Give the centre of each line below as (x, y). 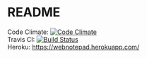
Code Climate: (28, 32)
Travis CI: (21, 39)
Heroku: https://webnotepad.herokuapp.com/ (73, 47)
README (34, 12)
